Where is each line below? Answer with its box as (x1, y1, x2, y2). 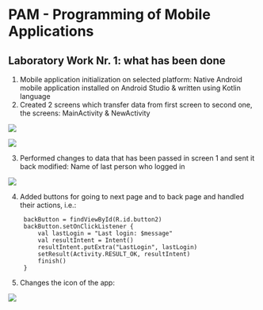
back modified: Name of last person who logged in (19, 162, 185, 171)
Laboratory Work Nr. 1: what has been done (8, 54, 226, 67)
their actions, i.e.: (19, 200, 77, 210)
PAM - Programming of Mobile (8, 6, 212, 24)
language (19, 92, 51, 100)
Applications (8, 22, 94, 40)
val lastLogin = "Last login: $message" (37, 229, 173, 237)
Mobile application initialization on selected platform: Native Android (19, 75, 243, 84)
